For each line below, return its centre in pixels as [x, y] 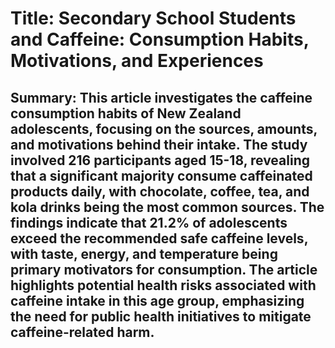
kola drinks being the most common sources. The [167, 207]
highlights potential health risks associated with [163, 285]
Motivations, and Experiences [137, 61]
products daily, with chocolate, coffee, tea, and [160, 191]
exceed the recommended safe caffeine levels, [159, 238]
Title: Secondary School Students [153, 18]
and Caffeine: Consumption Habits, [160, 39]
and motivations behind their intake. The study [159, 144]
